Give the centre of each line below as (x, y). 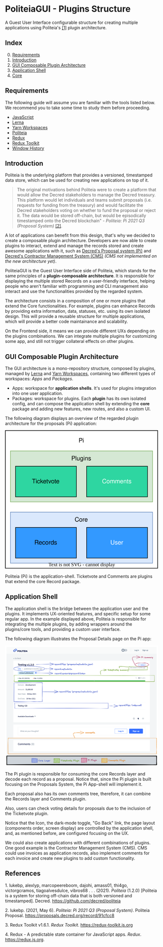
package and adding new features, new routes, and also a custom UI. (81, 409)
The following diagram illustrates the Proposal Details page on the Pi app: (78, 639)
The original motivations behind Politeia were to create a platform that (87, 190)
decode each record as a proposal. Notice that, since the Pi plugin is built (78, 779)
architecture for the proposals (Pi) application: (51, 424)
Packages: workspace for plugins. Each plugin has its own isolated (79, 398)
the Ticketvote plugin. (27, 813)
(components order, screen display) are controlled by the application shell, (79, 828)
